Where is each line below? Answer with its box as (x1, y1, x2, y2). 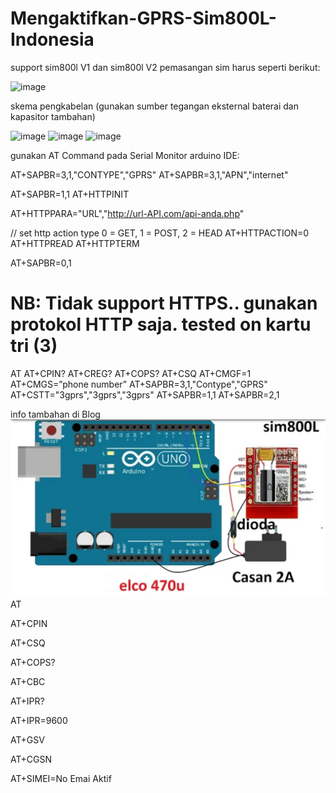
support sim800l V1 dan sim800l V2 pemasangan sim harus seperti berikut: (10, 61, 321, 73)
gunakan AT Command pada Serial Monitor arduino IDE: (10, 149, 240, 161)
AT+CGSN (10, 753, 52, 766)
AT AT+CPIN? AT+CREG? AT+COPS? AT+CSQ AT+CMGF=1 (10, 367, 252, 379)
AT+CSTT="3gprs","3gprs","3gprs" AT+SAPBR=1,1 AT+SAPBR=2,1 (10, 388, 280, 401)
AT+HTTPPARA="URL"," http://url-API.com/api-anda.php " (10, 207, 245, 219)
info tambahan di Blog (10, 408, 101, 420)
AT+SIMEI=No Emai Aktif (10, 773, 112, 785)
